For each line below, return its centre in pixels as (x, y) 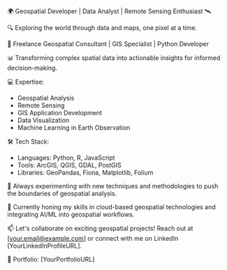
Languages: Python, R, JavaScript (66, 158)
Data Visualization (43, 120)
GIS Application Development (60, 113)
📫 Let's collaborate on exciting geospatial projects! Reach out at (100, 228)
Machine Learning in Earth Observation (74, 128)
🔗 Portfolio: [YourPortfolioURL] (51, 259)
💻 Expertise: (26, 82)
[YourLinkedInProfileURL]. (45, 246)
